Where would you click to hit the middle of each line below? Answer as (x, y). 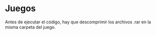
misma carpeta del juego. (30, 27)
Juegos (21, 9)
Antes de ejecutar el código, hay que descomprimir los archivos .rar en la (78, 22)
